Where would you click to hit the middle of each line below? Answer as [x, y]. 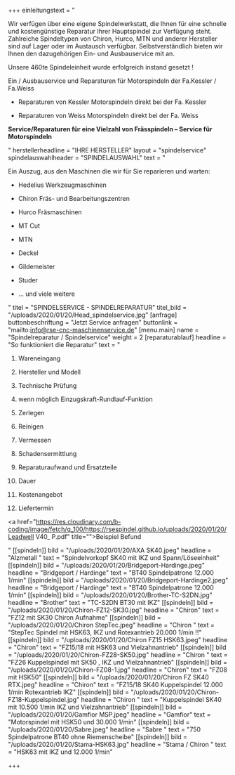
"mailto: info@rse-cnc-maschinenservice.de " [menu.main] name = [103, 330]
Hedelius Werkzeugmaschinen [62, 185]
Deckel [28, 253]
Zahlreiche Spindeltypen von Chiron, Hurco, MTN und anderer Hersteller [113, 39]
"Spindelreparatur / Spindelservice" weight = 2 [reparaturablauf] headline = [117, 337]
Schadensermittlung [47, 454]
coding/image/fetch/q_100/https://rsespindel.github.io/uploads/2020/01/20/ [117, 529]
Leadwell [21, 536]
